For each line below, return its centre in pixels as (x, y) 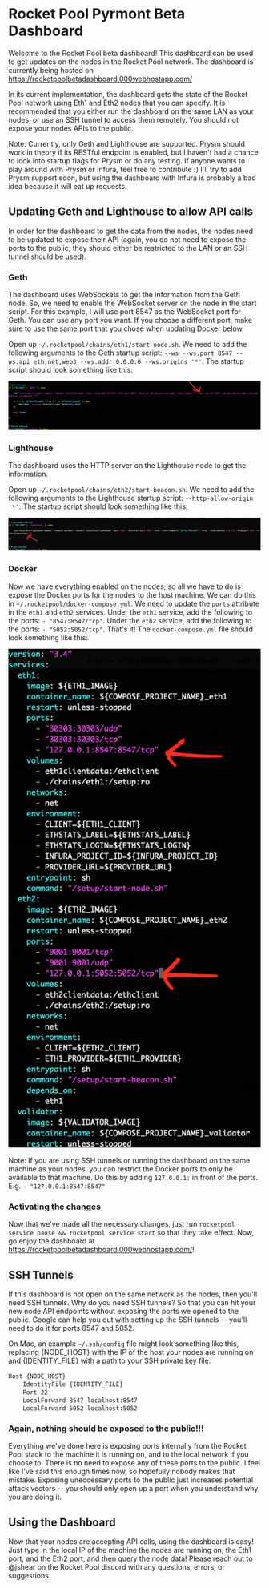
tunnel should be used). (47, 256)
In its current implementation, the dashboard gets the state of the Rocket (128, 94)
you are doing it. (35, 1497)
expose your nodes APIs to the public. (71, 128)
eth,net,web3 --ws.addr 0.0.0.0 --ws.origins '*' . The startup (139, 361)
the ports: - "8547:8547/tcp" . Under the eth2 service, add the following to (130, 620)
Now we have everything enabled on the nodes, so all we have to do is (125, 586)
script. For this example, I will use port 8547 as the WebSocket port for (125, 312)
